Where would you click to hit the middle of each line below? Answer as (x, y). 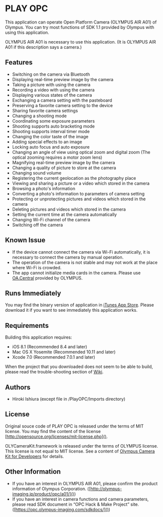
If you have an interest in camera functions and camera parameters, (80, 499)
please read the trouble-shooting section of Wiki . (54, 372)
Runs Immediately (33, 293)
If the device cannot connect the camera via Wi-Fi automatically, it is (81, 252)
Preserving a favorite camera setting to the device (62, 105)
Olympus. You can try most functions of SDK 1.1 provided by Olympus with (80, 27)
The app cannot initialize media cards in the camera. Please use (76, 273)
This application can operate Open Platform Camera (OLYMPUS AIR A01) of (81, 22)
